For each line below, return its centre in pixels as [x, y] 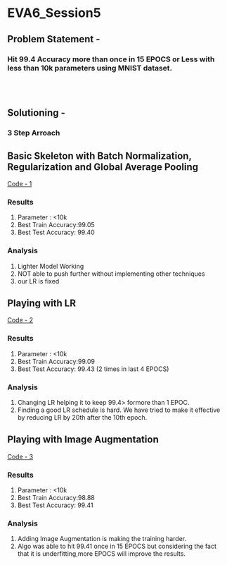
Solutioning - [36, 113]
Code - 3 [20, 456]
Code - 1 [20, 184]
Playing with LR [41, 303]
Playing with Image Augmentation [83, 440]
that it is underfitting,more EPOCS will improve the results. [102, 554]
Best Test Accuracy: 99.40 [56, 232]
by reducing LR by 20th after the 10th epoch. [82, 417]
